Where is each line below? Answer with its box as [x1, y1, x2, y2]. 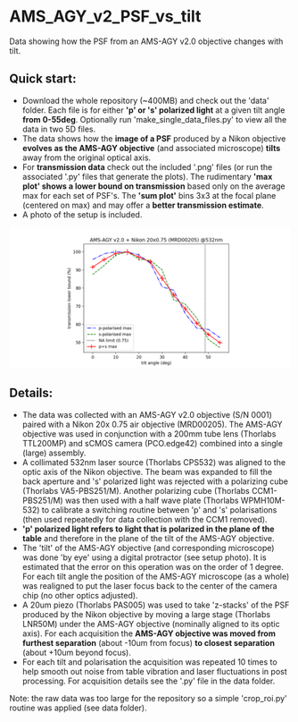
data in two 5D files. [21, 123, 96, 134]
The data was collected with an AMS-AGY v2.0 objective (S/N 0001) [21, 409, 272, 420]
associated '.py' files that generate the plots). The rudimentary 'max [21, 171, 273, 182]
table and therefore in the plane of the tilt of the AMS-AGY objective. [21, 532, 275, 543]
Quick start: [9, 72, 78, 87]
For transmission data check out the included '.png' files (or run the [21, 161, 273, 172]
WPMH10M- [240, 495, 286, 505]
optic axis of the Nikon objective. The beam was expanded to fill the [21, 466, 273, 477]
